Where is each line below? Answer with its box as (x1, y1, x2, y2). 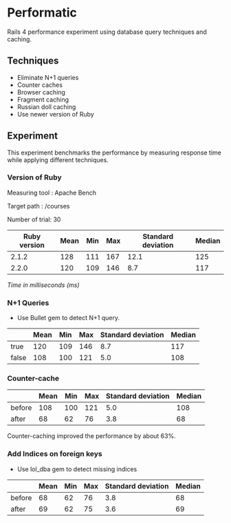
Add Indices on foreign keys (7, 449, 102, 459)
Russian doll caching (16, 102, 76, 111)
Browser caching (16, 88, 65, 96)
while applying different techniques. (7, 155, 109, 164)
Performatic (7, 5, 77, 21)
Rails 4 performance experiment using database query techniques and (7, 28, 208, 36)
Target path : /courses (7, 201, 70, 210)
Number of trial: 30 (7, 215, 61, 224)
